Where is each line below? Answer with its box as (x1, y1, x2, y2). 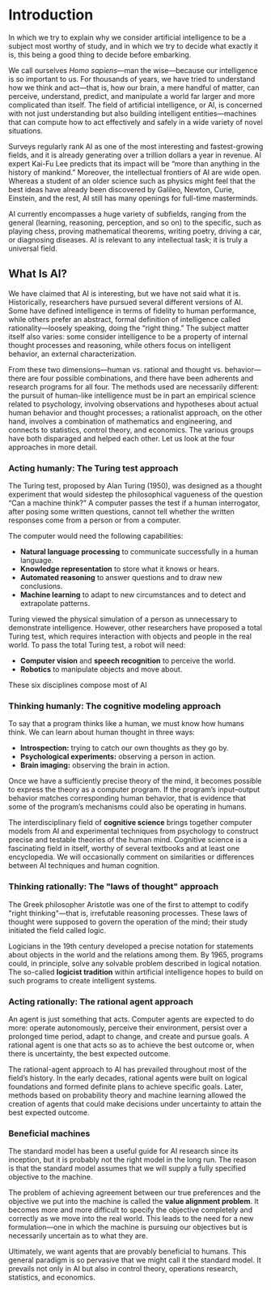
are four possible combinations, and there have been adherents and (28, 373, 254, 383)
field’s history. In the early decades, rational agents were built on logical (8, 1073, 248, 1082)
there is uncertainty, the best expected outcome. (8, 1048, 171, 1058)
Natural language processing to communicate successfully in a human (19, 547, 259, 557)
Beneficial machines (8, 1128, 91, 1139)
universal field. (8, 243, 58, 253)
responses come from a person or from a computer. (8, 515, 181, 525)
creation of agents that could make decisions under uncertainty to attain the (8, 1099, 262, 1108)
